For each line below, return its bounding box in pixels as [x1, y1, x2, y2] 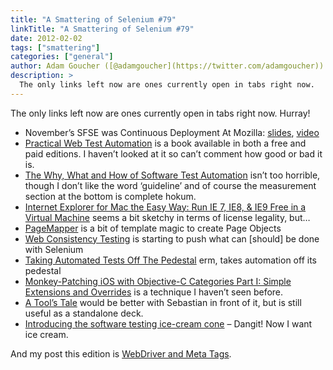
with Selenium [24, 243, 84, 255]
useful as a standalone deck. [24, 307, 144, 319]
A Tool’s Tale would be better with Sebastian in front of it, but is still [24, 296, 302, 308]
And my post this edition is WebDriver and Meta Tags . [10, 347, 232, 360]
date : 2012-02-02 [10, 33, 83, 43]
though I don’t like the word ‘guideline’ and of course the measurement [24, 179, 317, 191]
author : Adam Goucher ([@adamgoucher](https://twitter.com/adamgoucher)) [10, 61, 325, 71]
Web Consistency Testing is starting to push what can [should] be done [24, 232, 320, 245]
